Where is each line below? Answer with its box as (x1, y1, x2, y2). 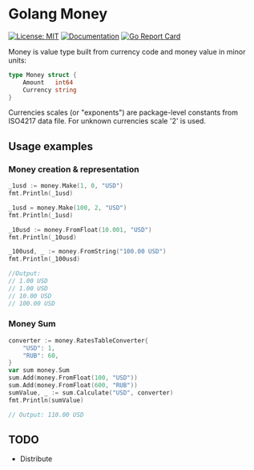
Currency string (22, 86, 78, 94)
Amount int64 (22, 78, 74, 87)
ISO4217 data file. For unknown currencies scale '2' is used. (8, 116, 207, 126)
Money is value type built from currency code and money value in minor (8, 47, 246, 56)
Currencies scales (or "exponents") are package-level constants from (8, 107, 239, 117)
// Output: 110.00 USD (8, 411, 84, 419)
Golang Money (8, 5, 108, 23)
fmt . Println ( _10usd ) (8, 233, 78, 241)
